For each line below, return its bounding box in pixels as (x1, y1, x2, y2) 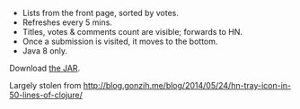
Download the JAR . (9, 63, 81, 73)
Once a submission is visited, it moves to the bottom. (22, 36, 218, 46)
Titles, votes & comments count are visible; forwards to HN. (22, 27, 243, 37)
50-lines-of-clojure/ (9, 89, 83, 100)
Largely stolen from (9, 80, 82, 90)
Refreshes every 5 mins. (22, 17, 112, 28)
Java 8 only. (22, 46, 68, 56)
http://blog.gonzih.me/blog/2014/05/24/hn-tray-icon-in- (83, 80, 292, 90)
